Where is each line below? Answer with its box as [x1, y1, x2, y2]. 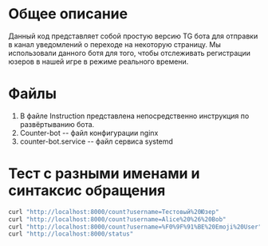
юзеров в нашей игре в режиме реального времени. [8, 57, 189, 66]
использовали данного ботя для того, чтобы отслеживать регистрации [8, 48, 251, 58]
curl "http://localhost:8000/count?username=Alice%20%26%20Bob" [8, 215, 227, 224]
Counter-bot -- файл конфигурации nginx [19, 128, 159, 137]
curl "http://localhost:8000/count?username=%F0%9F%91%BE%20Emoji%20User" [8, 223, 262, 231]
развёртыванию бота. [19, 119, 95, 129]
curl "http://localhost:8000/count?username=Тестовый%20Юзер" [8, 208, 219, 216]
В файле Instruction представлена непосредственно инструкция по [19, 111, 250, 121]
